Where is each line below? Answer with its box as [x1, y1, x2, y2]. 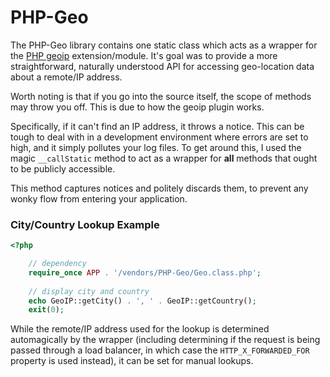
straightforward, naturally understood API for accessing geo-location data [10, 60, 315, 72]
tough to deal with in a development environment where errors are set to [10, 131, 309, 143]
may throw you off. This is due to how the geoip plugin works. [10, 101, 265, 113]
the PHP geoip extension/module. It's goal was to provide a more [10, 49, 278, 61]
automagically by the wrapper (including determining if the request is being [10, 334, 321, 346]
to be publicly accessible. [10, 162, 116, 175]
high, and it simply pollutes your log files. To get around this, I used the [10, 141, 302, 153]
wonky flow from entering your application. [10, 192, 188, 205]
